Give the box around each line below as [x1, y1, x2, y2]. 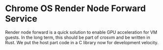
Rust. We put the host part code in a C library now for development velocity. [5, 39, 159, 45]
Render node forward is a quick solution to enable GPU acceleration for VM [5, 29, 158, 35]
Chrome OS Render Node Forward [5, 3, 146, 14]
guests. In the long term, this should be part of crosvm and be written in [5, 34, 151, 40]
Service [5, 13, 38, 24]
